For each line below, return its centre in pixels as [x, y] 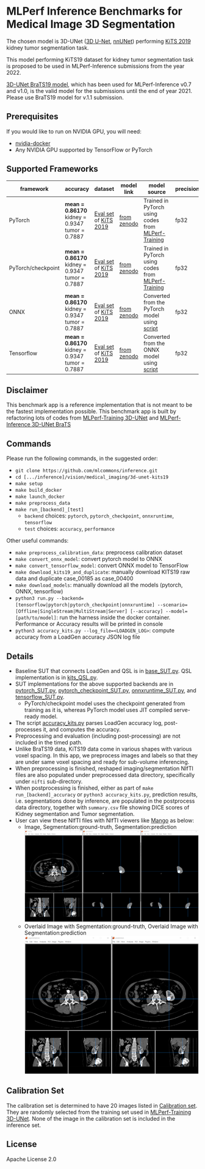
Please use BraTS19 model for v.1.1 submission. [65, 97]
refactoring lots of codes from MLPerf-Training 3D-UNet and [82, 418]
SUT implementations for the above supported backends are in [94, 684]
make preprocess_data [42, 503]
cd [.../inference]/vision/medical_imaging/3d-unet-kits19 [92, 477]
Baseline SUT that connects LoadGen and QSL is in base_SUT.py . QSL [103, 671]
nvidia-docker [33, 143]
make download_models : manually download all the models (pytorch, [99, 585]
